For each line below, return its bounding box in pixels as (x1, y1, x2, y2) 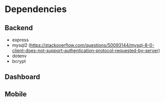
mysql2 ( (12, 42, 31, 48)
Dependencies (5, 4, 67, 15)
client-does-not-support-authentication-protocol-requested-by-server (12, 48, 159, 53)
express (12, 37, 29, 43)
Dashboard (5, 73, 40, 81)
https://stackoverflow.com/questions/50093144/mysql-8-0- (30, 42, 154, 48)
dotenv (12, 53, 27, 59)
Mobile (5, 89, 27, 98)
